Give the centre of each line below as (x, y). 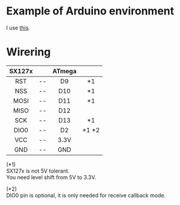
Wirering (28, 52)
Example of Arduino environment (90, 11)
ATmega (64, 71)
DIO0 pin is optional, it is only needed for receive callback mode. (86, 195)
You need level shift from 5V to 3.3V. (51, 177)
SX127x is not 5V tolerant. (38, 171)
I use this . (18, 28)
